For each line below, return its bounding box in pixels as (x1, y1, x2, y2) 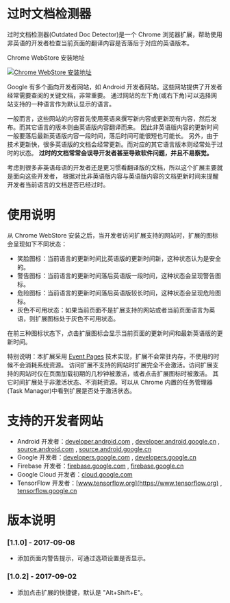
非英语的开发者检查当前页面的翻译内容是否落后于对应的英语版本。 (7, 38, 193, 47)
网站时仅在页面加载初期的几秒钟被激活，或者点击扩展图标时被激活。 (18, 369, 211, 378)
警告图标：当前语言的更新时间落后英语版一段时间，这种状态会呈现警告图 (16, 271, 221, 280)
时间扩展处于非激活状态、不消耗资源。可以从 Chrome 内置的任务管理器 (12, 378, 214, 386)
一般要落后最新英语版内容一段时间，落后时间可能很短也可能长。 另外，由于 (7, 131, 219, 139)
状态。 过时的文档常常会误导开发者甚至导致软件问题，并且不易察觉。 (18, 148, 213, 157)
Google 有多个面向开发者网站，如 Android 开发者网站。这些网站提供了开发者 (7, 82, 223, 91)
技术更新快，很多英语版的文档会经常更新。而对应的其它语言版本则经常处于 (7, 140, 217, 148)
